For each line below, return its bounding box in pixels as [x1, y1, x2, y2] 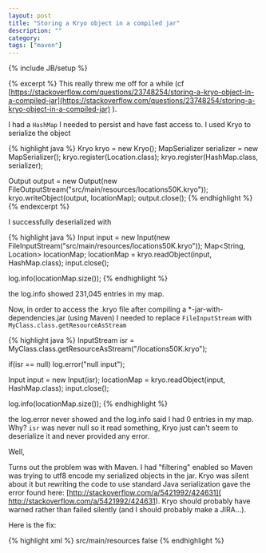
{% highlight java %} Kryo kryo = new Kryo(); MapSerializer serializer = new [8, 144, 258, 153]
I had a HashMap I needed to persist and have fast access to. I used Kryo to [8, 120, 252, 129]
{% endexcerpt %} [8, 201, 70, 212]
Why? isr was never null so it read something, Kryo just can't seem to [8, 423, 239, 432]
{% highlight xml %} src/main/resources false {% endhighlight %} [8, 536, 225, 546]
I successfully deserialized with [8, 217, 112, 227]
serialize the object [8, 129, 71, 138]
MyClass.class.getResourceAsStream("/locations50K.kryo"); [8, 344, 208, 354]
